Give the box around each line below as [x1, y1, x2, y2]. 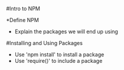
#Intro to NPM [6, 5, 40, 12]
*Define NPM [6, 17, 40, 23]
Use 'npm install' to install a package [14, 51, 105, 58]
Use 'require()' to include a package [14, 58, 103, 64]
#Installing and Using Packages [6, 40, 83, 46]
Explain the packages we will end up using [14, 28, 118, 35]
